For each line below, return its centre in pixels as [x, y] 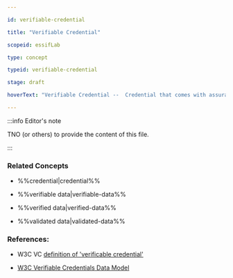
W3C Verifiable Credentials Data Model [73, 268]
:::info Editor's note [34, 121]
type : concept [28, 57]
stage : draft [26, 83]
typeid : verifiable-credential [52, 70]
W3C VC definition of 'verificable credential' [80, 254]
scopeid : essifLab [34, 45]
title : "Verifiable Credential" [54, 32]
